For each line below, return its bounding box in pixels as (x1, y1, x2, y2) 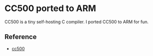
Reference (4, 33, 37, 41)
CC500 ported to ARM (4, 3, 96, 14)
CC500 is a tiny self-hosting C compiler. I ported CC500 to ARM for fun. (4, 19, 149, 25)
